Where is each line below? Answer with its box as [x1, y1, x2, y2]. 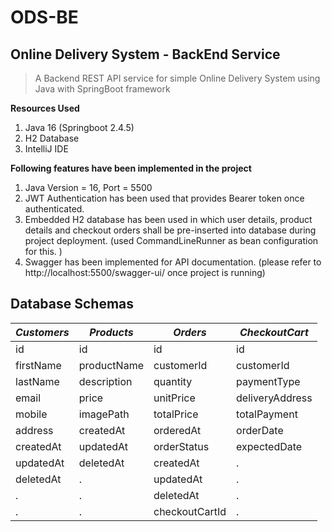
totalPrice [153, 407, 199, 421]
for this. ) [24, 246, 63, 257]
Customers [15, 325, 70, 339]
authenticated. [24, 203, 85, 215]
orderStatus [153, 439, 210, 453]
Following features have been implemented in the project [10, 162, 252, 174]
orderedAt [153, 423, 202, 437]
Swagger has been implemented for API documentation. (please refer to [24, 256, 322, 268]
